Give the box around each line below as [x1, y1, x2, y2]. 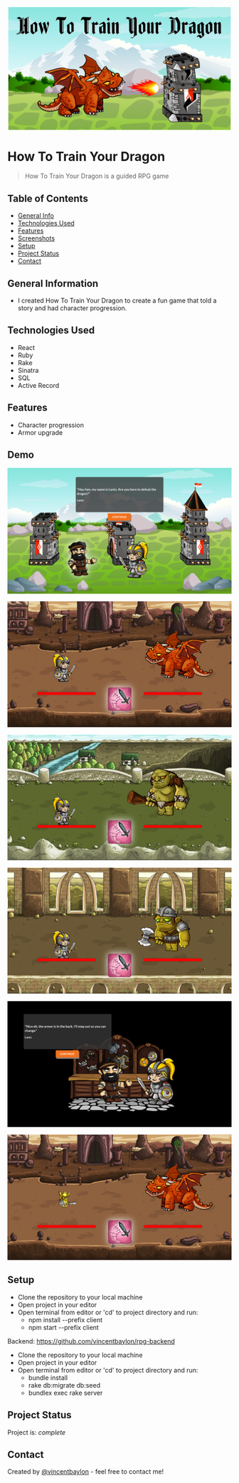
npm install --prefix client [28, 1315, 103, 1324]
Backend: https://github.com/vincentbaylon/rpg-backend [7, 1336, 176, 1345]
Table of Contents [7, 192, 89, 204]
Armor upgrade [17, 428, 63, 437]
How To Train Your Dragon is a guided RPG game [24, 171, 169, 181]
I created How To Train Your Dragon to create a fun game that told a [17, 296, 217, 305]
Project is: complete [7, 1427, 66, 1437]
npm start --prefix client [28, 1323, 100, 1331]
